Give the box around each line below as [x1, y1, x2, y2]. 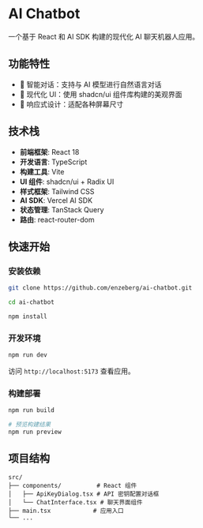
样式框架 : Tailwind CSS [19, 186, 95, 196]
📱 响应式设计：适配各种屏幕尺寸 [19, 99, 124, 109]
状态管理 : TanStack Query [19, 204, 104, 214]
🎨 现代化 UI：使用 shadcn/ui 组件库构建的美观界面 [19, 89, 182, 99]
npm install [8, 313, 47, 320]
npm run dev [8, 351, 47, 359]
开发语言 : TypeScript [19, 157, 88, 167]
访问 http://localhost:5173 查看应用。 [8, 366, 136, 376]
